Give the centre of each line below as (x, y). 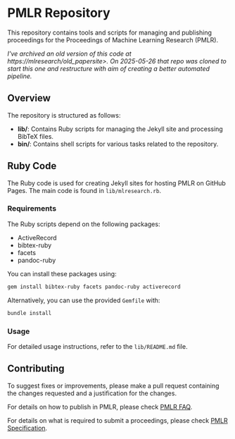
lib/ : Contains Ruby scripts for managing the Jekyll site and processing (120, 129)
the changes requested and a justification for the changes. (92, 393)
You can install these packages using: (62, 273)
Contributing (36, 369)
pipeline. (20, 76)
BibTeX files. (36, 136)
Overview (29, 98)
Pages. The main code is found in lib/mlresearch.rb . (84, 190)
